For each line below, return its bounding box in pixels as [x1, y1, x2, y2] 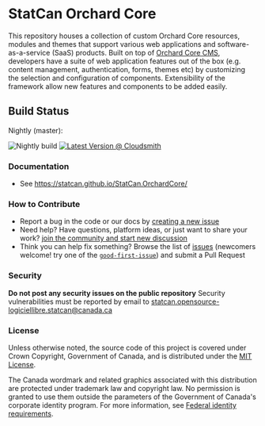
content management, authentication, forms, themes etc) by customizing [8, 64, 246, 74]
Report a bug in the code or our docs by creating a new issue [19, 217, 220, 226]
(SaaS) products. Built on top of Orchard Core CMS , [51, 48, 221, 57]
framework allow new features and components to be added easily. [8, 81, 228, 91]
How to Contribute [8, 198, 81, 209]
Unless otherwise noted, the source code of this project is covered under [8, 343, 247, 352]
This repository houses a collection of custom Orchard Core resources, [8, 31, 240, 40]
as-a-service [8, 48, 51, 57]
